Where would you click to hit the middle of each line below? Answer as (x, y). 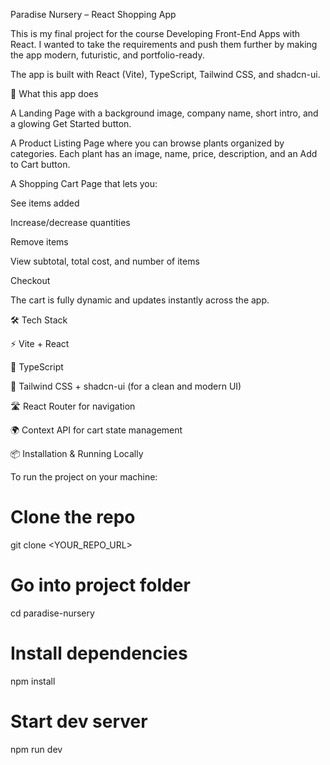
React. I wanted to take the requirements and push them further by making (164, 44)
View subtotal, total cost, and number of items (105, 261)
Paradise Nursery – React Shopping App (93, 14)
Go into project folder (100, 585)
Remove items (39, 242)
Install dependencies (99, 653)
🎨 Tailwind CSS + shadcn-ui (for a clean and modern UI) (126, 386)
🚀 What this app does (54, 93)
